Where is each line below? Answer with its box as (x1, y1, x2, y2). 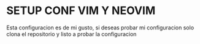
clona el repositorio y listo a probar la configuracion (6, 30, 137, 37)
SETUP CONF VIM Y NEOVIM (6, 4, 156, 18)
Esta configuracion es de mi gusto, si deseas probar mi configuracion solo (6, 24, 194, 31)
